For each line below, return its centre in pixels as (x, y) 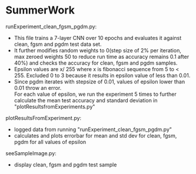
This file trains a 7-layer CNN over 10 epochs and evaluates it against (98, 38)
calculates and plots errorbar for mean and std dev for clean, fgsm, (95, 135)
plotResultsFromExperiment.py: (44, 118)
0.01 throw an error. (38, 88)
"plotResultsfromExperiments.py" (54, 106)
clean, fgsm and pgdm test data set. (58, 44)
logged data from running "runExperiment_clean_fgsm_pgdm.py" (93, 129)
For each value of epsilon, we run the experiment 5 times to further (95, 94)
